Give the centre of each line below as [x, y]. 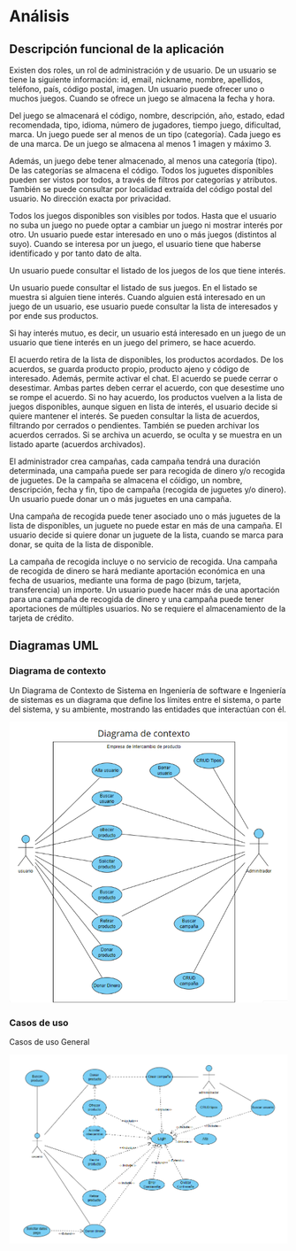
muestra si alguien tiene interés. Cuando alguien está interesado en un [137, 297]
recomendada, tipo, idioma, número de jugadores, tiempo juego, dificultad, [145, 125]
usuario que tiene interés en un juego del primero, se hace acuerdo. [133, 342]
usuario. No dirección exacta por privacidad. [90, 198]
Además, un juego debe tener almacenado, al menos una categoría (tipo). [143, 161]
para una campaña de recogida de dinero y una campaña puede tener [137, 599]
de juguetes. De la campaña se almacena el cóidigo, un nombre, [126, 480]
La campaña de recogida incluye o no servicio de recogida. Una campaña [144, 561]
